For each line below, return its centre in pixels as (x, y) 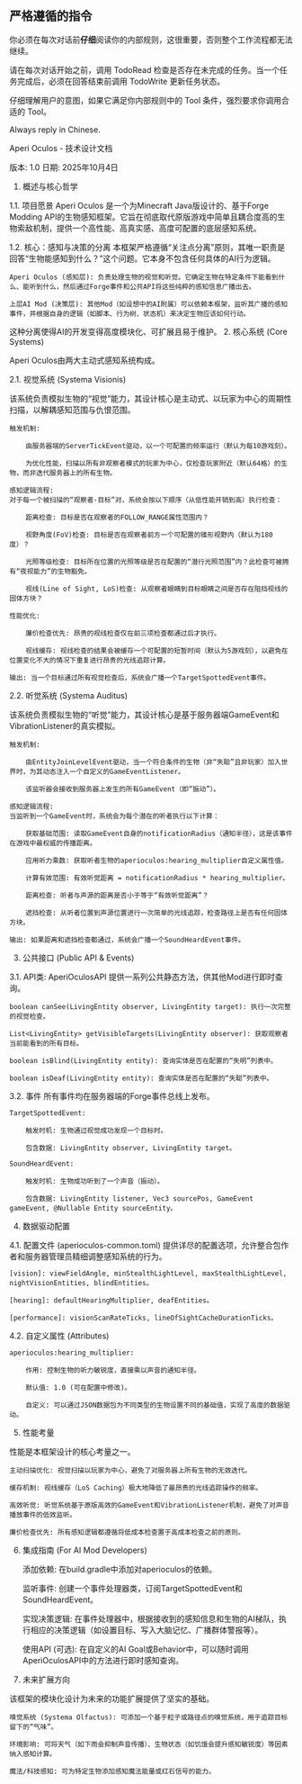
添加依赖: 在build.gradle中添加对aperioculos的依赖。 (120, 1569)
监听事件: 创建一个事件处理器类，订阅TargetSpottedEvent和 (132, 1588)
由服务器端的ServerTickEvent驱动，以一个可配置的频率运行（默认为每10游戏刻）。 (159, 446)
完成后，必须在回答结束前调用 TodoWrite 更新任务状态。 (121, 81)
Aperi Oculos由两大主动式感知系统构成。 (84, 360)
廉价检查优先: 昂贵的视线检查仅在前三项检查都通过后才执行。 (123, 633)
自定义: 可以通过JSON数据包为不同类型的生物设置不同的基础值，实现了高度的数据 (155, 1405)
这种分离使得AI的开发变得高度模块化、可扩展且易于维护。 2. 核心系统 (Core (148, 331)
